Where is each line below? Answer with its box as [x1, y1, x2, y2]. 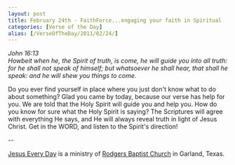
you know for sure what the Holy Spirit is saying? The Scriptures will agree [8, 107, 223, 116]
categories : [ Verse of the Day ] [8, 23, 102, 30]
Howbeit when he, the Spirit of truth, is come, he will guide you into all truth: [8, 57, 227, 65]
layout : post [8, 10, 46, 18]
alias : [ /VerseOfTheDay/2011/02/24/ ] [8, 29, 119, 37]
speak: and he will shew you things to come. [8, 72, 137, 80]
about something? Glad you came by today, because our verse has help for [8, 93, 225, 101]
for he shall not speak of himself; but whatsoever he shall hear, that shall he [8, 64, 229, 72]
